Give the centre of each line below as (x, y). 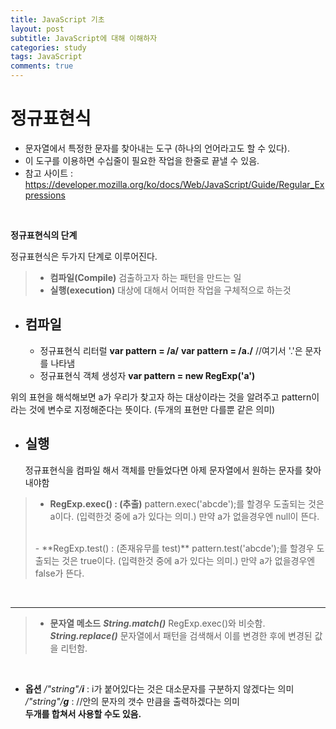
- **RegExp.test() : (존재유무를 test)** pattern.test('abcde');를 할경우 (174, 548)
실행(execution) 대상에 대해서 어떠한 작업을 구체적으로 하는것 (170, 290)
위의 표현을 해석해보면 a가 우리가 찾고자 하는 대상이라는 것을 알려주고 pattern (161, 397)
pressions (45, 195)
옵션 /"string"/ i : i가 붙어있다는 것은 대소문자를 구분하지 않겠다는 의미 (159, 688)
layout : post (37, 29)
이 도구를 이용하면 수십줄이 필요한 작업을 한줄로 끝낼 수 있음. (142, 160)
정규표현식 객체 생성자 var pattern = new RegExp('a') (147, 375)
